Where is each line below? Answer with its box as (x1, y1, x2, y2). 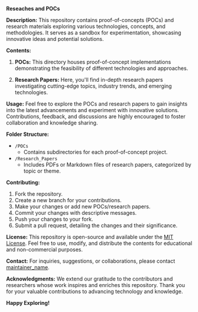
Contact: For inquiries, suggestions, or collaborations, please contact (6, 257, 176, 265)
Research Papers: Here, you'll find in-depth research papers (14, 77, 164, 83)
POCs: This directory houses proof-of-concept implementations (14, 59, 171, 65)
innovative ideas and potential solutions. (6, 36, 104, 42)
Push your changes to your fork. (14, 216, 93, 222)
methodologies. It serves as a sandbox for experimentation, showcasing (6, 29, 181, 36)
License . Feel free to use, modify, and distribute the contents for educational (6, 240, 193, 247)
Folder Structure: (6, 130, 49, 138)
